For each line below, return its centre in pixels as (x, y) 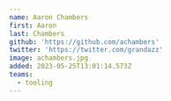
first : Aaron (33, 25)
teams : (21, 75)
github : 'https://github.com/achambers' (85, 42)
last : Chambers (37, 33)
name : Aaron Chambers (49, 17)
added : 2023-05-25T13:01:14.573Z (71, 67)
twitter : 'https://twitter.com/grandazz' (86, 50)
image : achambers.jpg (49, 58)
